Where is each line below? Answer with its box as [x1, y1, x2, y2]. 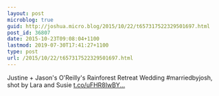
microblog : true [7, 16, 54, 23]
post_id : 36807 [7, 29, 51, 36]
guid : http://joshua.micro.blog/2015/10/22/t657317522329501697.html [7, 23, 211, 29]
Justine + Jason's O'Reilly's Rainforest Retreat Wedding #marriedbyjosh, [7, 73, 213, 82]
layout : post [7, 10, 45, 17]
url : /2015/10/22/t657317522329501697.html [7, 55, 134, 62]
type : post [7, 49, 38, 56]
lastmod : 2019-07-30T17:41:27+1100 [7, 42, 109, 49]
